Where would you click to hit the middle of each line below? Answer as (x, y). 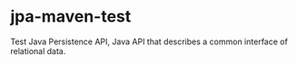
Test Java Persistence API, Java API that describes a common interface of (149, 41)
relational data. (38, 50)
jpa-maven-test (71, 17)
